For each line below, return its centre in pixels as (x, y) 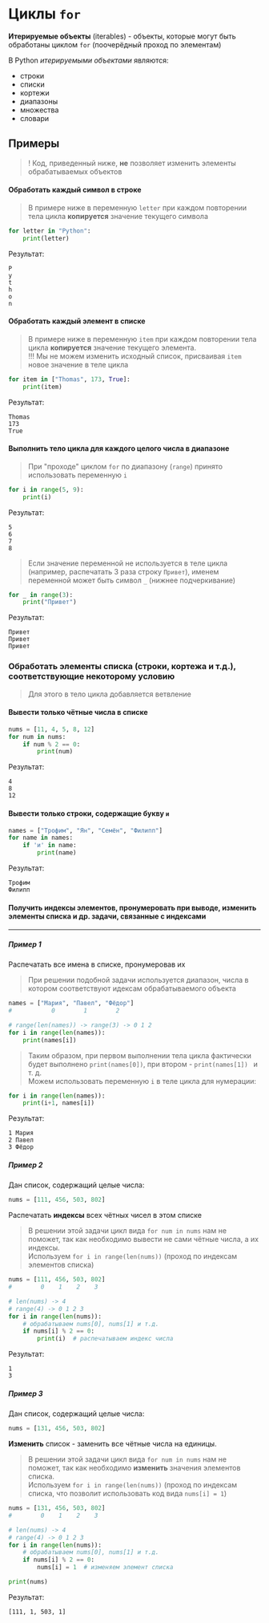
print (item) (42, 387)
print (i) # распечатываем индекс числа (105, 1339)
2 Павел (21, 1140)
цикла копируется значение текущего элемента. (112, 347)
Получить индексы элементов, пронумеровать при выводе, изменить (132, 907)
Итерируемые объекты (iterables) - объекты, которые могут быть (122, 36)
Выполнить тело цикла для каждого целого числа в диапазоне (119, 448)
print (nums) (28, 1582)
